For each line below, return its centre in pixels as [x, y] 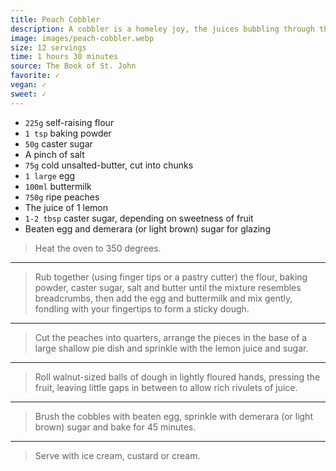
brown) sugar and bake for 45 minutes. [115, 427]
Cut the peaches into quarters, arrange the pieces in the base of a [171, 337]
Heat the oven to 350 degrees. [98, 248]
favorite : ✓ [35, 76]
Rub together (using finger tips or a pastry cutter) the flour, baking [171, 277]
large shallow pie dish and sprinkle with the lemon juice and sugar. [171, 348]
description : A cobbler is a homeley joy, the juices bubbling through [162, 29]
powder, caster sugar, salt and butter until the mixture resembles [168, 287]
